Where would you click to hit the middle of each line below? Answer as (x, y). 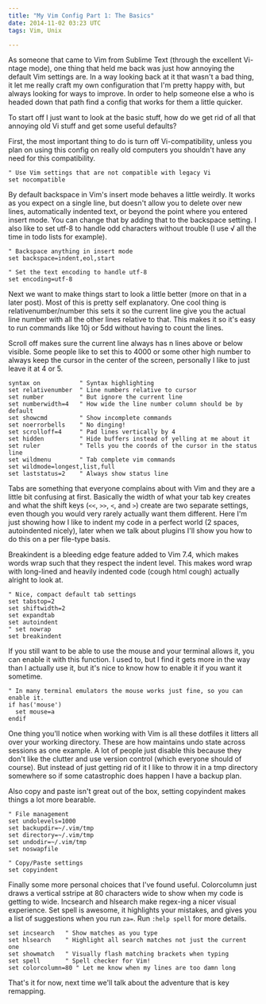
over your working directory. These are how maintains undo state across (127, 742)
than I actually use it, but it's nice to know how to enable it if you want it (125, 668)
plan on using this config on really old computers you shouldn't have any (127, 150)
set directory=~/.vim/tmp (51, 835)
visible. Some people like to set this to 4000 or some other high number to (130, 352)
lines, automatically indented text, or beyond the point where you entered (128, 212)
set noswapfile (33, 849)
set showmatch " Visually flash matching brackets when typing (118, 954)
